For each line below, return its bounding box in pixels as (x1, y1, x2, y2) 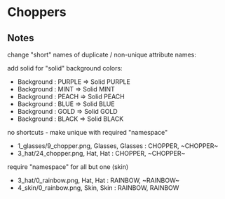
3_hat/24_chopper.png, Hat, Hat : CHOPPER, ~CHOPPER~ (17, 149, 186, 157)
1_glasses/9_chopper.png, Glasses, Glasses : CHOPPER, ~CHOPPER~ (17, 142, 219, 150)
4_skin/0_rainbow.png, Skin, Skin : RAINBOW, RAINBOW (17, 184, 179, 192)
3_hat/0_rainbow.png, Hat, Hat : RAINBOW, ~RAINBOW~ (17, 176, 180, 184)
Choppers (7, 4, 67, 20)
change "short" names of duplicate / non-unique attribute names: (7, 50, 196, 59)
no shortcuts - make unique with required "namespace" (7, 128, 168, 136)
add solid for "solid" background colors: (7, 64, 123, 72)
